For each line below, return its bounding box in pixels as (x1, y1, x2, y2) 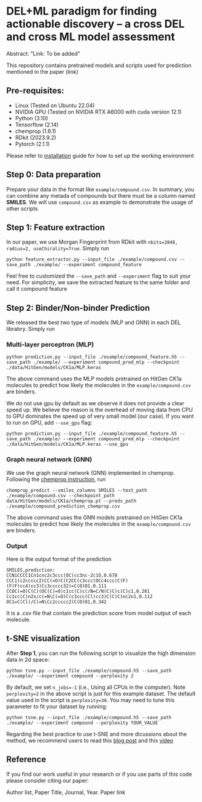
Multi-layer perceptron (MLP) (6, 341, 94, 349)
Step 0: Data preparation (6, 169, 101, 180)
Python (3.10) (15, 114, 48, 122)
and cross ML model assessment (6, 30, 175, 44)
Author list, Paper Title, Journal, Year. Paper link (6, 788, 126, 796)
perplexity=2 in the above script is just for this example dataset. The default (6, 690, 196, 697)
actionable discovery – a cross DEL (6, 17, 185, 31)
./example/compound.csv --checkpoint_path (6, 492, 115, 498)
